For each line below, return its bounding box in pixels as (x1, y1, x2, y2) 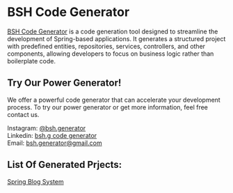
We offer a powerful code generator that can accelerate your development (7, 95, 220, 104)
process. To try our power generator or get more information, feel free (7, 102, 209, 111)
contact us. (7, 110, 40, 118)
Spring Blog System (7, 177, 64, 185)
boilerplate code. (7, 56, 56, 65)
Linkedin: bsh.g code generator (7, 131, 97, 139)
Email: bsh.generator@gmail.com (7, 139, 102, 147)
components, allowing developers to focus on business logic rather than (7, 49, 214, 58)
